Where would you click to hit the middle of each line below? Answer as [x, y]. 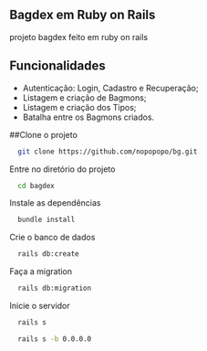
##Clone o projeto [43, 134]
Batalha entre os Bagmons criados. [88, 117]
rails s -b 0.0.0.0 [55, 339]
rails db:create [48, 254]
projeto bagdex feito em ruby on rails [79, 37]
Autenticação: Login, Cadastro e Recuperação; [110, 88]
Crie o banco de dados [52, 238]
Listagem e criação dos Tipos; [79, 107]
